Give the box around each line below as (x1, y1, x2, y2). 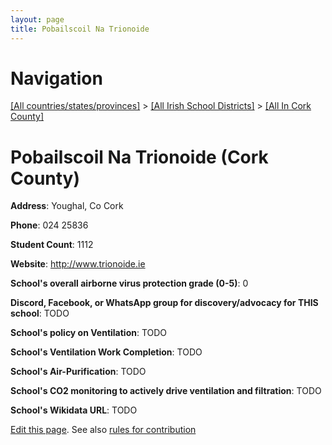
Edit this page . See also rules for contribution (10, 424, 197, 436)
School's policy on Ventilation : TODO (10, 327, 168, 339)
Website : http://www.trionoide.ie (10, 258, 146, 270)
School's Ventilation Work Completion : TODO (10, 346, 203, 358)
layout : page (10, 14, 65, 25)
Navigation (10, 67, 103, 90)
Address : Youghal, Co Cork (10, 200, 124, 212)
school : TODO (10, 307, 70, 320)
